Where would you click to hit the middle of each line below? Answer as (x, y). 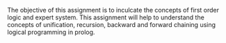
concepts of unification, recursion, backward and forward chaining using (112, 25)
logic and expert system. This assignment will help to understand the (106, 17)
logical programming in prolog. (51, 32)
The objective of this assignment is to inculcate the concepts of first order (113, 10)
